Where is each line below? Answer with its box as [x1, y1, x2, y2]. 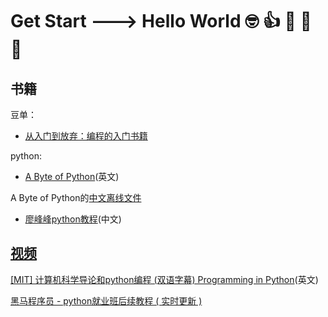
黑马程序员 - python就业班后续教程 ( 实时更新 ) [10, 294, 203, 307]
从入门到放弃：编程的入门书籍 [24, 130, 148, 142]
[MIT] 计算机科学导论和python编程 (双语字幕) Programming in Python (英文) [10, 273, 319, 285]
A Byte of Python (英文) [24, 171, 120, 182]
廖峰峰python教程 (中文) [24, 213, 122, 225]
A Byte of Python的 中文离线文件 [10, 192, 142, 203]
